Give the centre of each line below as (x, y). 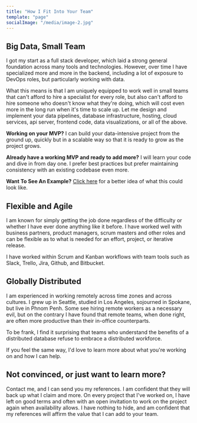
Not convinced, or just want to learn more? (86, 375)
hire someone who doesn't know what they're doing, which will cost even (95, 103)
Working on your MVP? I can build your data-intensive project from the (93, 134)
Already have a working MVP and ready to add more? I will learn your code (99, 157)
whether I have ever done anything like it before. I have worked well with (94, 227)
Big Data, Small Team (46, 46)
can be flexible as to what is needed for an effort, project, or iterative (90, 239)
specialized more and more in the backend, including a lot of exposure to (95, 73)
